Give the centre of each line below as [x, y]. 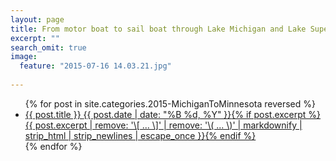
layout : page [37, 19]
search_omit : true [48, 47]
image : [24, 57]
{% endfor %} [53, 146]
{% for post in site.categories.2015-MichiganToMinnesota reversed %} [170, 103]
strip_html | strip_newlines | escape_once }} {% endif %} [140, 135]
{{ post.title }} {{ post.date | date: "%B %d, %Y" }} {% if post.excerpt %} [173, 114]
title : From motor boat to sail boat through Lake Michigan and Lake [158, 29]
